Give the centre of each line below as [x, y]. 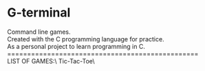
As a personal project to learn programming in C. [76, 46]
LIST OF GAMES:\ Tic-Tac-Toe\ [51, 61]
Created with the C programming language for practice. [86, 39]
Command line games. [39, 32]
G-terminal [39, 13]
